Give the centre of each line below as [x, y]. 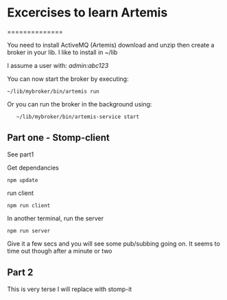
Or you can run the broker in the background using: [80, 104]
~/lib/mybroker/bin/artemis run [53, 91]
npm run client [29, 205]
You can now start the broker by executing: [68, 79]
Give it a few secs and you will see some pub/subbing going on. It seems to [114, 243]
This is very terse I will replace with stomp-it [70, 289]
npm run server [29, 231]
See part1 [21, 154]
